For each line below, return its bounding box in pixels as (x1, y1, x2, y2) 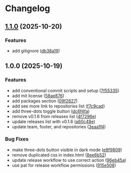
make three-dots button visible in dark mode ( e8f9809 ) (12, 147, 122, 153)
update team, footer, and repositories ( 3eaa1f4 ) (12, 123, 106, 129)
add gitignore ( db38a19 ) (12, 48, 60, 53)
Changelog (5, 3, 50, 14)
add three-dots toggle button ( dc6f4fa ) (12, 108, 90, 114)
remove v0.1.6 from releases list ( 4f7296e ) (12, 113, 97, 119)
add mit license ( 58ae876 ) (12, 93, 64, 99)
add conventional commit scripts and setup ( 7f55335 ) (12, 87, 119, 93)
